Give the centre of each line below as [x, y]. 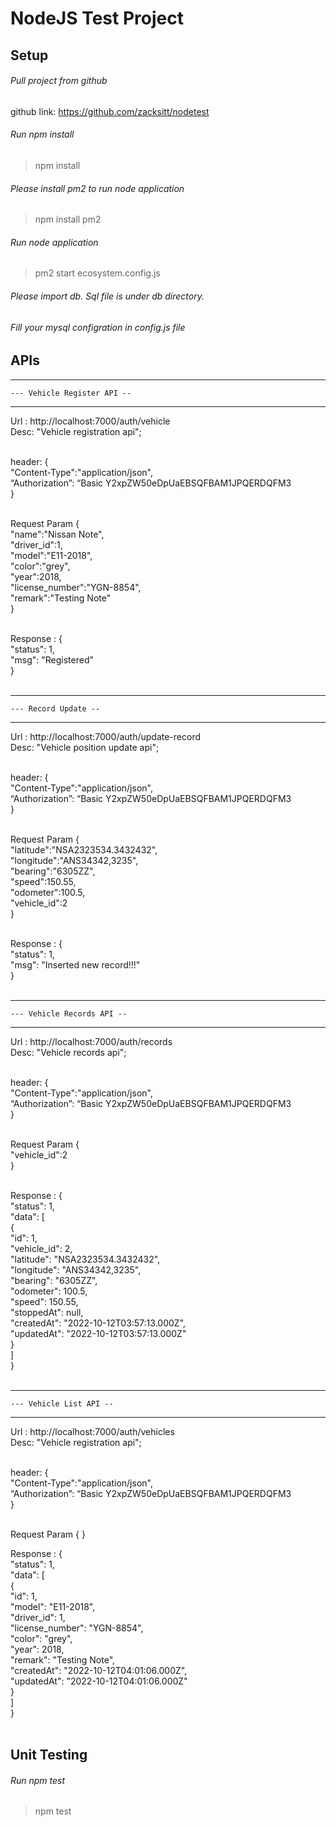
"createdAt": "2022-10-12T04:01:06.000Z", [99, 1670]
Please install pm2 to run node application [97, 188]
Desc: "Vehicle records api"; [68, 1052]
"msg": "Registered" [52, 659]
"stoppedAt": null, [47, 1312]
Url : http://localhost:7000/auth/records [91, 1041]
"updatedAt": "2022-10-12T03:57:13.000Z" [98, 1333]
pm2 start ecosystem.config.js [97, 273]
